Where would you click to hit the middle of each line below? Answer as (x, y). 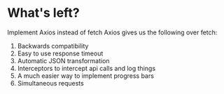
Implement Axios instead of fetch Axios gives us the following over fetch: (112, 32)
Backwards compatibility (53, 46)
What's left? (43, 13)
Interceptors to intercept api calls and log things (86, 68)
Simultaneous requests (50, 83)
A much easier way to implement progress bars (85, 76)
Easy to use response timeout (60, 53)
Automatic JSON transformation (63, 60)
